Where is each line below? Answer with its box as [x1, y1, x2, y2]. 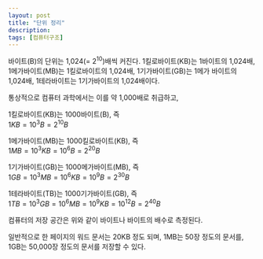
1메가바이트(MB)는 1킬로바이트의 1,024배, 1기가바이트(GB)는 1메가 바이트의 [8, 66, 237, 76]
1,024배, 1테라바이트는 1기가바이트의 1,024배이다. [8, 76, 160, 85]
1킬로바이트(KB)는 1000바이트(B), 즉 [8, 109, 120, 119]
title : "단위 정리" [8, 19, 65, 27]
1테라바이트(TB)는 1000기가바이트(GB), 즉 [8, 188, 137, 198]
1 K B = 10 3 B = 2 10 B [8, 118, 69, 129]
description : [8, 26, 51, 34]
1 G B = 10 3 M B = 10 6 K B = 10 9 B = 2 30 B [8, 171, 130, 182]
